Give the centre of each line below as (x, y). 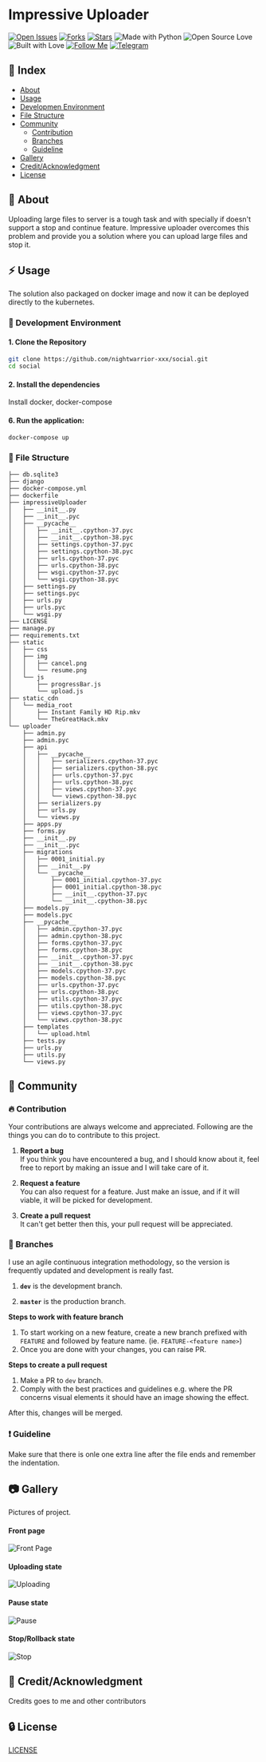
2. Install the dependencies (54, 384)
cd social (25, 366)
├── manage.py (32, 628)
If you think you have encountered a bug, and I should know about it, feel (139, 1159)
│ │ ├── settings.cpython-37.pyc (71, 544)
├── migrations (48, 852)
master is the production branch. (73, 1301)
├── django (26, 481)
